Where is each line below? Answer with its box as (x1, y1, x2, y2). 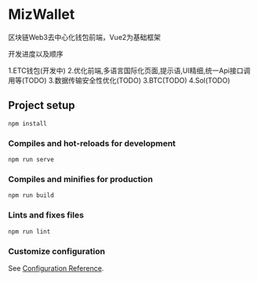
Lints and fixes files (8, 210, 85, 221)
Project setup (8, 99, 76, 112)
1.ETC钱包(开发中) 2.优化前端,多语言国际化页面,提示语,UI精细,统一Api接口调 (8, 65, 251, 75)
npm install (8, 119, 47, 127)
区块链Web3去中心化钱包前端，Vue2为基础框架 (8, 32, 162, 42)
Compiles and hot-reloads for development (8, 137, 176, 148)
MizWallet (8, 5, 75, 24)
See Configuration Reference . (8, 263, 104, 272)
